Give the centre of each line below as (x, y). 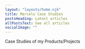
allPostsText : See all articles (37, 23)
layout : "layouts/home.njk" (33, 9)
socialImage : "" (21, 28)
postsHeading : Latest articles (36, 18)
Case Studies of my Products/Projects (43, 41)
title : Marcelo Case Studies (34, 14)
